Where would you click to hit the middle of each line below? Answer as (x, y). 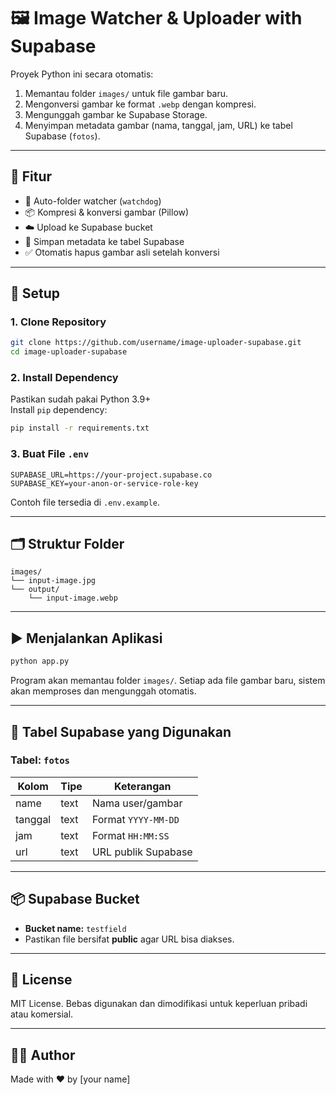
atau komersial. (42, 1014)
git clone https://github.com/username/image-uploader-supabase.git (156, 343)
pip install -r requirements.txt (80, 428)
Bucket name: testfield (75, 928)
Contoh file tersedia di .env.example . (85, 502)
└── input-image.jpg (53, 581)
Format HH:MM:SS (130, 835)
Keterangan (143, 786)
